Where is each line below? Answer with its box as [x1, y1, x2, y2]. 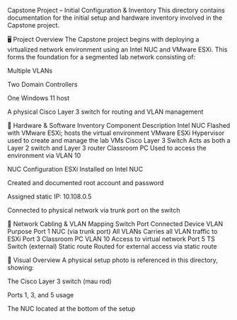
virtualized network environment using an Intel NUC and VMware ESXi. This [7, 45, 228, 54]
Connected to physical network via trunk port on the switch [7, 206, 180, 214]
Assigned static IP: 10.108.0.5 [7, 192, 92, 201]
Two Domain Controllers [7, 81, 78, 88]
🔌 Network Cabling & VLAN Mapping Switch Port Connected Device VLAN [7, 220, 224, 228]
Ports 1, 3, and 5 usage [7, 291, 74, 299]
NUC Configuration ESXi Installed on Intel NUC [7, 165, 144, 173]
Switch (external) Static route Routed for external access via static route [7, 242, 217, 250]
